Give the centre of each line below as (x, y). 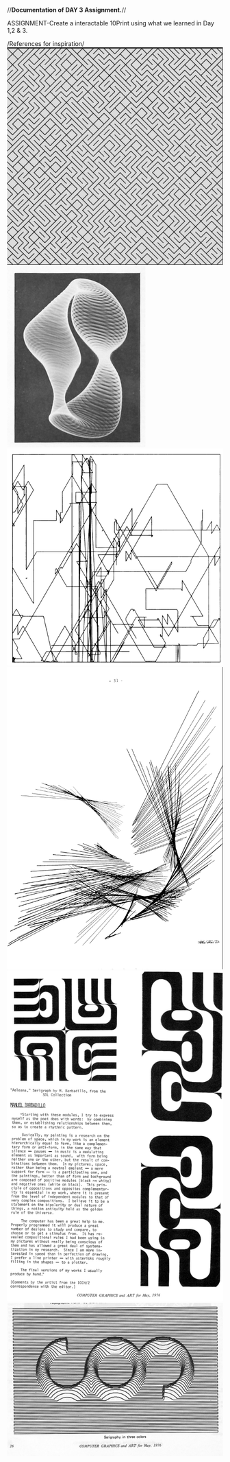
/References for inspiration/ (46, 44)
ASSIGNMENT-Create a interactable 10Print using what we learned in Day (111, 23)
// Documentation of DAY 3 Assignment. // (67, 10)
